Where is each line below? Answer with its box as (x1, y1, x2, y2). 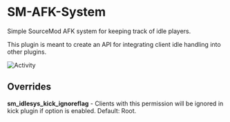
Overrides (7, 81, 52, 93)
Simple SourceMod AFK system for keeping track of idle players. (7, 27, 191, 35)
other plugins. (7, 48, 47, 56)
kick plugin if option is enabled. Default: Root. (7, 106, 137, 114)
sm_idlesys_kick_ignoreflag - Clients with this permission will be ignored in (7, 99, 224, 108)
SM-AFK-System (7, 4, 106, 20)
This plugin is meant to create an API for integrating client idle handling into (7, 40, 221, 48)
